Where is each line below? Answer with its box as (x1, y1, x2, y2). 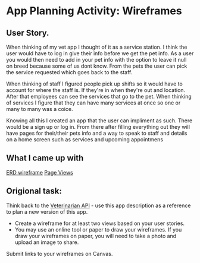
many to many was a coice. (6, 106, 73, 112)
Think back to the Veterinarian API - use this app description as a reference (6, 202, 191, 209)
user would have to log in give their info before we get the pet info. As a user (6, 50, 194, 57)
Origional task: (6, 186, 62, 197)
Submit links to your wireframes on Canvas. (6, 250, 113, 257)
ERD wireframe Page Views (6, 169, 73, 176)
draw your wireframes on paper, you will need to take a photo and (14, 232, 177, 239)
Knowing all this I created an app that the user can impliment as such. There (6, 117, 193, 124)
